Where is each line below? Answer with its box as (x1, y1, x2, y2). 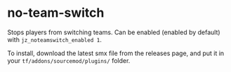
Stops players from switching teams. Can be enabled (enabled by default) (7, 28, 220, 36)
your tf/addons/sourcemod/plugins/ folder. (7, 56, 131, 64)
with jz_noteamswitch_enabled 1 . (7, 35, 102, 43)
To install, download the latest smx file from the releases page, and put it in (7, 49, 225, 57)
